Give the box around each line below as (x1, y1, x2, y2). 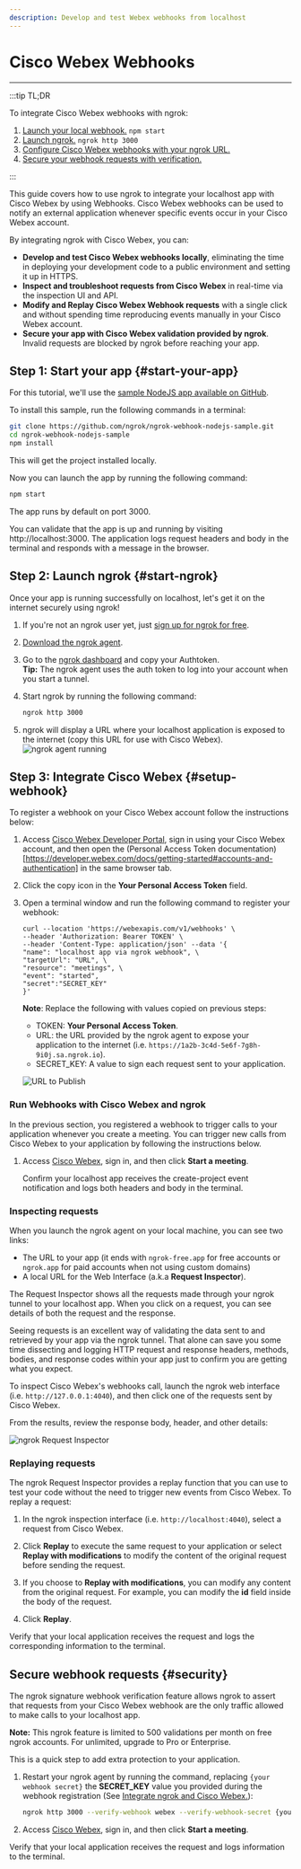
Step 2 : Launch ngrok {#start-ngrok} (9, 569, 219, 584)
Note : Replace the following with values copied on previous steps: (21, 1003, 267, 1014)
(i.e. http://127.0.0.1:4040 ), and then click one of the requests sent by (9, 1389, 273, 1401)
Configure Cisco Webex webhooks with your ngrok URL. (21, 144, 231, 154)
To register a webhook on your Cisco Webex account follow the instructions (9, 807, 289, 818)
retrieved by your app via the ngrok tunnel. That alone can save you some (9, 1335, 282, 1345)
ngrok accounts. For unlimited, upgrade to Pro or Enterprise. (9, 1737, 231, 1748)
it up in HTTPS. (21, 270, 79, 281)
